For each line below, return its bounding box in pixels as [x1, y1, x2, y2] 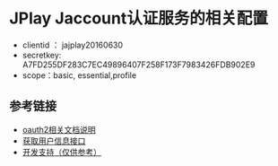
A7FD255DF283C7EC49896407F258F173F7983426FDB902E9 [22, 59, 256, 70]
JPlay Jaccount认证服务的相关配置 [9, 8, 269, 29]
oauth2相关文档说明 [22, 124, 96, 135]
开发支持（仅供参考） [22, 146, 101, 157]
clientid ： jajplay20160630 [22, 39, 124, 50]
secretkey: [22, 49, 62, 60]
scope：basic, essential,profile [22, 69, 137, 81]
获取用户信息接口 [22, 135, 86, 146]
